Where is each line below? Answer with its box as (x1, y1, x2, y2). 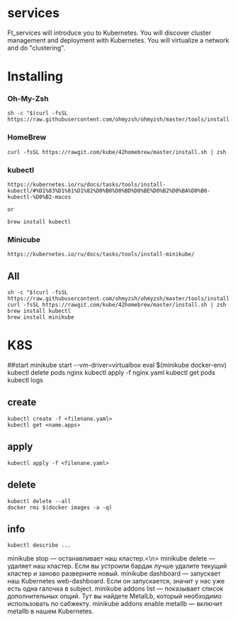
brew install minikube (7, 314, 74, 321)
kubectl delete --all (7, 498, 72, 505)
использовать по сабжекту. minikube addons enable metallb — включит (7, 600, 223, 608)
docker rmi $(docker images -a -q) (7, 504, 113, 511)
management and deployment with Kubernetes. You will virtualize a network (7, 35, 229, 44)
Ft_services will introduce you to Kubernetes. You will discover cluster (7, 28, 211, 37)
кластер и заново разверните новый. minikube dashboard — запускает (7, 569, 221, 578)
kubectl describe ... (7, 542, 72, 549)
